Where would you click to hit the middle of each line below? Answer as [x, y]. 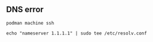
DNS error [25, 10]
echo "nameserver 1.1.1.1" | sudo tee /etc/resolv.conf [76, 33]
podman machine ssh [30, 23]
